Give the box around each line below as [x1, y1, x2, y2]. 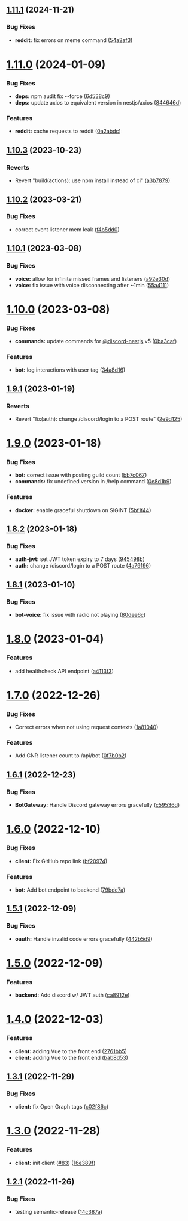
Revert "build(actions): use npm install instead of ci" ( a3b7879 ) [14, 177, 171, 184]
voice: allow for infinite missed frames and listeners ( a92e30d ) [14, 275, 171, 282]
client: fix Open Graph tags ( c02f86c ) [14, 1103, 109, 1110]
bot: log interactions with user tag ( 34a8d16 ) [14, 366, 126, 373]
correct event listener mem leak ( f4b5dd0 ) [14, 225, 120, 233]
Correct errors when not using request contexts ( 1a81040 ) [14, 724, 159, 731]
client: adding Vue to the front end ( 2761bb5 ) [14, 1047, 128, 1054]
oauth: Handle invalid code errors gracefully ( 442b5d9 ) [14, 935, 153, 943]
